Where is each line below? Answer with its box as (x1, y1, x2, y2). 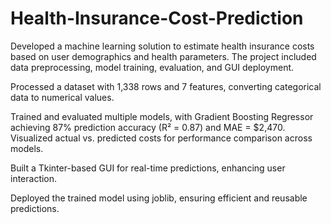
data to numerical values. (10, 91, 115, 103)
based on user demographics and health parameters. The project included (10, 50, 317, 62)
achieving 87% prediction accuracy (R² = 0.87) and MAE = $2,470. (10, 121, 286, 133)
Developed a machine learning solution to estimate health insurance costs (10, 40, 315, 52)
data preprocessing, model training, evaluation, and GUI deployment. (10, 61, 295, 73)
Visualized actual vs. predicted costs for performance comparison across (10, 132, 313, 144)
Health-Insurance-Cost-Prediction (10, 7, 304, 30)
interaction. (10, 172, 58, 184)
